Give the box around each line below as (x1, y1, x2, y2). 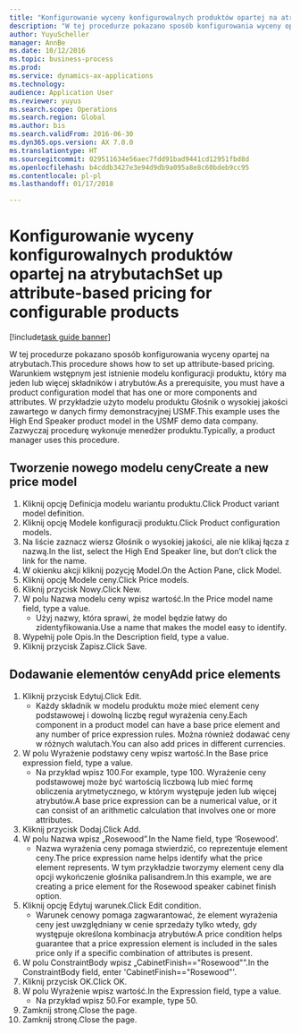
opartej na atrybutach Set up (9, 264, 223, 285)
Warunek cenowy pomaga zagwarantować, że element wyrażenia (35, 910, 279, 920)
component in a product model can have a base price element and (35, 719, 280, 730)
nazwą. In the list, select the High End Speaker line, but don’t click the (21, 545, 277, 556)
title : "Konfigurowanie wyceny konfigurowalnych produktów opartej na (9, 13, 278, 22)
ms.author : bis (9, 122, 66, 131)
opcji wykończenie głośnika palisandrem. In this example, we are (35, 871, 272, 882)
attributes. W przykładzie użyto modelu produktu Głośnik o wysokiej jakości (9, 397, 288, 407)
